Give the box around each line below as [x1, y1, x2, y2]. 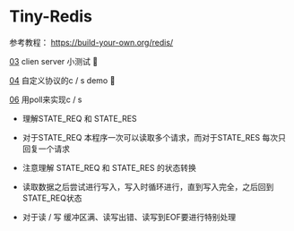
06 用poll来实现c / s [9, 94, 82, 105]
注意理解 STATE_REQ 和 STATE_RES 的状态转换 [22, 162, 197, 173]
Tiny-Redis [9, 6, 92, 27]
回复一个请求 [22, 143, 70, 154]
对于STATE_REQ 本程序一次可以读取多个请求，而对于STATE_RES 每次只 [22, 132, 287, 142]
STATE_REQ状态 [22, 192, 82, 203]
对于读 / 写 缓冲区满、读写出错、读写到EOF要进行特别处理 [22, 211, 237, 222]
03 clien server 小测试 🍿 [9, 56, 99, 66]
